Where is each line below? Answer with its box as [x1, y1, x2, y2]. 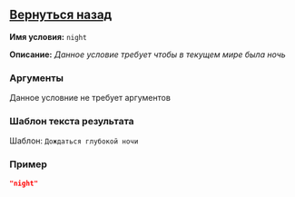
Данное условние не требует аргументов [9, 93, 171, 103]
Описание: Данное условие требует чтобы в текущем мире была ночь [9, 49, 286, 60]
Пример [9, 158, 48, 171]
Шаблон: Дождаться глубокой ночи [9, 135, 139, 146]
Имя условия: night [9, 31, 88, 42]
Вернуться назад [9, 7, 113, 23]
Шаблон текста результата [9, 115, 134, 128]
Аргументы [9, 72, 64, 84]
